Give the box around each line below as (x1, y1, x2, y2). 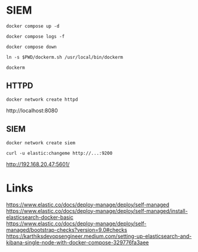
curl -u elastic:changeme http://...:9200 (6, 150, 113, 156)
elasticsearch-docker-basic (6, 213, 74, 221)
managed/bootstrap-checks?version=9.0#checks (6, 226, 127, 233)
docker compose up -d (6, 23, 60, 29)
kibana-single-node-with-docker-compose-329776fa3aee (6, 238, 149, 246)
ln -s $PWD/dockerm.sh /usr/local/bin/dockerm (6, 54, 123, 60)
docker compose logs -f (6, 33, 65, 39)
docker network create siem (6, 140, 76, 146)
